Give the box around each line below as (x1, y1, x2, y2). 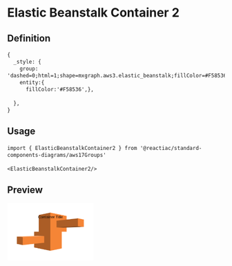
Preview (7, 184, 43, 196)
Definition (7, 32, 50, 44)
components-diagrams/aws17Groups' (7, 151, 107, 158)
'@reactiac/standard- (139, 144, 202, 151)
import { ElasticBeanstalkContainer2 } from (7, 144, 137, 151)
